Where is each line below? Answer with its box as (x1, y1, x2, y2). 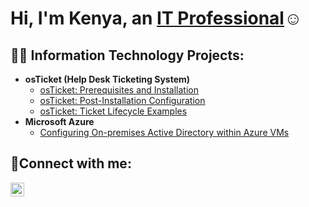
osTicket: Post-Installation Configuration (39, 95, 206, 106)
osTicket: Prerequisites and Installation (39, 84, 200, 96)
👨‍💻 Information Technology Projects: (10, 47, 245, 64)
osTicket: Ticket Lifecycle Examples (39, 105, 188, 117)
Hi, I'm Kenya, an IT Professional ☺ (10, 7, 303, 30)
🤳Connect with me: (10, 155, 132, 172)
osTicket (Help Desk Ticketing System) (24, 73, 191, 85)
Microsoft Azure (24, 116, 95, 127)
